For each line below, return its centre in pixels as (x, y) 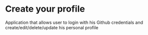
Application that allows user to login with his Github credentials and (74, 22)
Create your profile (45, 9)
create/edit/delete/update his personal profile (52, 27)
